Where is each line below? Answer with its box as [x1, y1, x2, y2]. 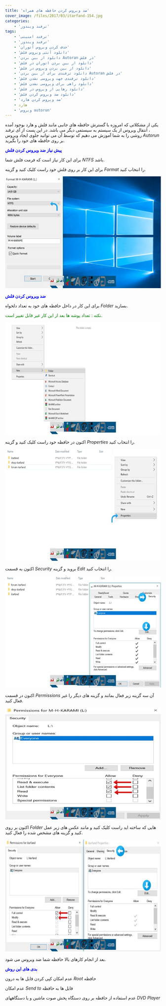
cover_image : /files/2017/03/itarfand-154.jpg [5, 13, 103, 18]
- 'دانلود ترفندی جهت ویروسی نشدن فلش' [14, 76, 96, 81]
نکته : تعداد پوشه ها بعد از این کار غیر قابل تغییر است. [5, 312, 103, 318]
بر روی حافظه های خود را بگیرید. [5, 138, 65, 144]
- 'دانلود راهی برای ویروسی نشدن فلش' [14, 81, 94, 86]
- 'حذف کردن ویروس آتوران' [14, 45, 70, 50]
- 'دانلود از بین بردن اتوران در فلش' [14, 60, 94, 66]
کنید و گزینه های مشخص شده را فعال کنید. [5, 830, 83, 836]
